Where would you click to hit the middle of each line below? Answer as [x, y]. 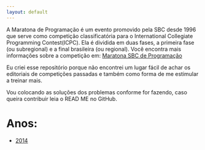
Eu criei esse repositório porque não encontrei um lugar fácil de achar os [99, 67]
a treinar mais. [25, 80]
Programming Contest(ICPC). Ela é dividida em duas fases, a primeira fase [100, 42]
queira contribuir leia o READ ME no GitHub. [62, 99]
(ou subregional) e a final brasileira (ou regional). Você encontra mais [94, 49]
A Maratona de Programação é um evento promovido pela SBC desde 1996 [101, 29]
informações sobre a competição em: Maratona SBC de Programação [94, 55]
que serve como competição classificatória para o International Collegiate [100, 36]
